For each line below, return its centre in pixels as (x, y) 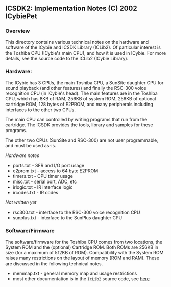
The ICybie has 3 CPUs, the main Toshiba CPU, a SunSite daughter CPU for (84, 82)
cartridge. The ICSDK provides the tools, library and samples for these (79, 125)
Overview (18, 31)
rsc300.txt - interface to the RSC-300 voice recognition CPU (76, 212)
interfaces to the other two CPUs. (40, 110)
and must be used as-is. (31, 145)
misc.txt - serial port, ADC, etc (45, 181)
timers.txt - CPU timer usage (43, 176)
